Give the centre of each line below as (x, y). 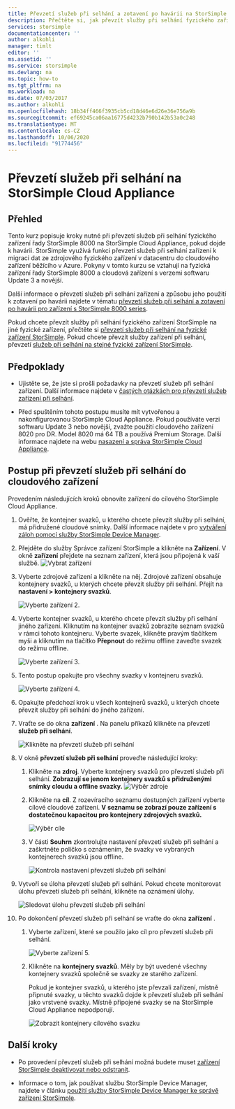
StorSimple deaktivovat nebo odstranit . (74, 1069)
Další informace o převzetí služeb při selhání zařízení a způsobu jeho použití (117, 294)
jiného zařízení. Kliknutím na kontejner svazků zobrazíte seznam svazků (121, 626)
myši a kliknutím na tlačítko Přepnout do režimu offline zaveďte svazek (120, 641)
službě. (29, 563)
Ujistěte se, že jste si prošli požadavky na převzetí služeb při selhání (116, 383)
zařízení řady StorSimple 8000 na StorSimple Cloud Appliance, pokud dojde (117, 243)
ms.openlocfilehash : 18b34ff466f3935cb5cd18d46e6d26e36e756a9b (102, 111)
